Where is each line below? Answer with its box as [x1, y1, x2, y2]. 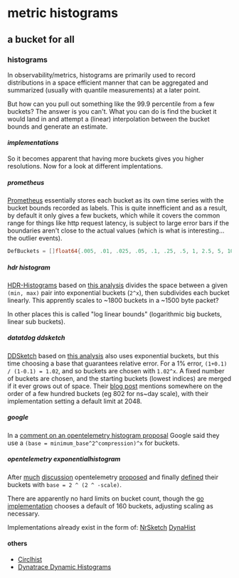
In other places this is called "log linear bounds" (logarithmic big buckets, [7, 309, 223, 318]
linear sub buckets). [7, 317, 65, 326]
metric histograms [7, 5, 119, 21]
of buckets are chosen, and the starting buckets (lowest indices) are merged [7, 374, 231, 382]
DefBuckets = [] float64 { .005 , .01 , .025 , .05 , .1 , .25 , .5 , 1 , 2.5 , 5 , [7, 247, 225, 255]
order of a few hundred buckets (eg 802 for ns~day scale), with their [7, 389, 209, 397]
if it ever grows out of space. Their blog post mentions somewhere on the [7, 382, 223, 390]
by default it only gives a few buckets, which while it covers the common [7, 211, 221, 220]
